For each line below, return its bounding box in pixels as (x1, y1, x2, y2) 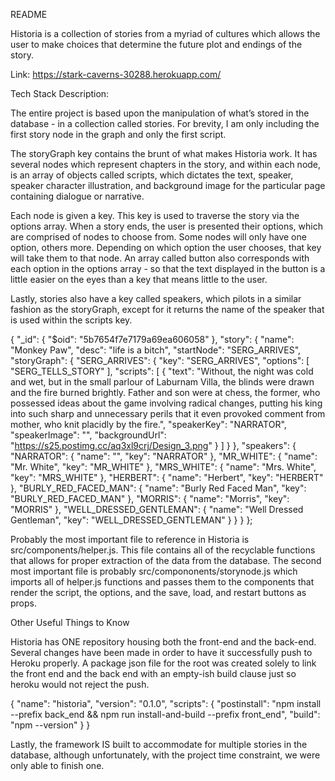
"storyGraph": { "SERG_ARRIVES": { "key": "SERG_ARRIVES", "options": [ (10, 355, 310, 366)
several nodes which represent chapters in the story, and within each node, (10, 159, 322, 170)
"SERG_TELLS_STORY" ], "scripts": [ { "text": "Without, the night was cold (10, 365, 314, 377)
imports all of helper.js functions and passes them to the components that (10, 576, 315, 588)
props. (10, 597, 37, 609)
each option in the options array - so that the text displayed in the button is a (10, 263, 326, 274)
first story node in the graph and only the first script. (10, 129, 227, 140)
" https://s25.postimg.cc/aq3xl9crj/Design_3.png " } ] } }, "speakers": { (10, 440, 297, 451)
